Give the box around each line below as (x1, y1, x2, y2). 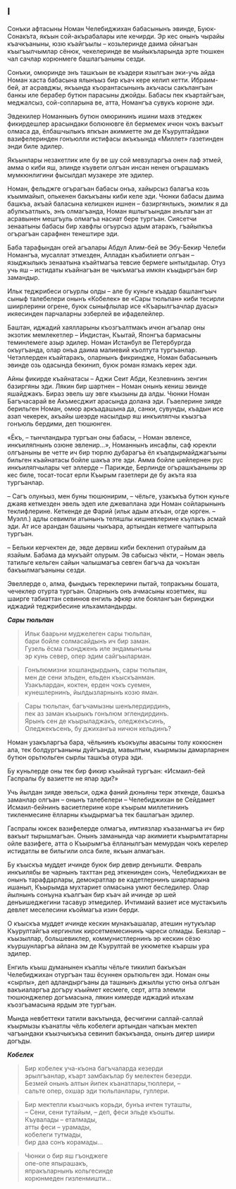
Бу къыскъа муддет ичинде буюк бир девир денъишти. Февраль (7, 860, 202, 869)
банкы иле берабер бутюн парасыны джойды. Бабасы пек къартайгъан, (7, 90, 225, 99)
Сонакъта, (7, 32, 39, 40)
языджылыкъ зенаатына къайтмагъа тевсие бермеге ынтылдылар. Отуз (7, 258, 225, 266)
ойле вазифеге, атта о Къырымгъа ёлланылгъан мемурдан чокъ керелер (7, 839, 228, 848)
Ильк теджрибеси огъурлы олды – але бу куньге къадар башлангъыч (7, 286, 217, 295)
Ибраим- (191, 76, 218, 84)
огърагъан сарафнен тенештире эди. (7, 229, 120, 238)
